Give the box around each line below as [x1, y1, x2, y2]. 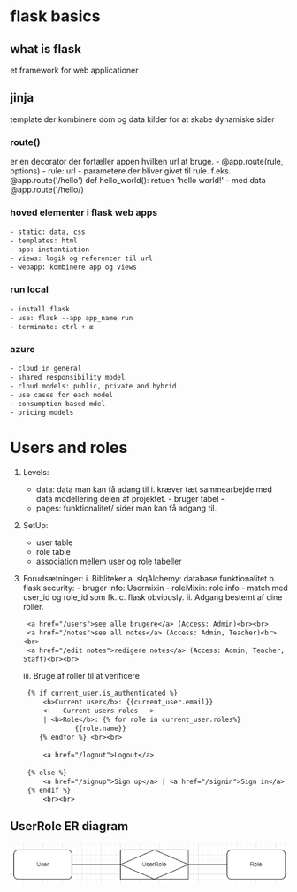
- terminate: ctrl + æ [10, 322, 94, 331]
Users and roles [10, 438, 128, 458]
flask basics [10, 6, 101, 27]
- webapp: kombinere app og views [10, 263, 138, 272]
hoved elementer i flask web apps [10, 206, 158, 219]
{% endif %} [27, 786, 72, 795]
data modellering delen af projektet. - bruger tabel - [35, 493, 225, 504]
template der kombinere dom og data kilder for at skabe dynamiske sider [10, 113, 275, 125]
